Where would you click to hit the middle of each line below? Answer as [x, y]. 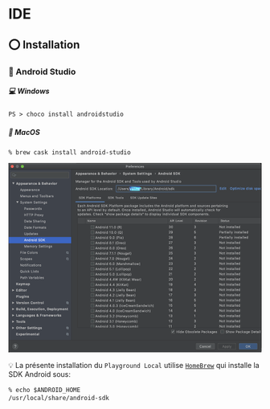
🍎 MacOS [24, 133]
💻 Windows [29, 91]
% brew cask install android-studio [70, 153]
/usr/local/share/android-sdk [59, 399]
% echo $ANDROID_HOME [45, 391]
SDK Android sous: [39, 374]
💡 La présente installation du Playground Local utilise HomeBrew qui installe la [134, 366]
